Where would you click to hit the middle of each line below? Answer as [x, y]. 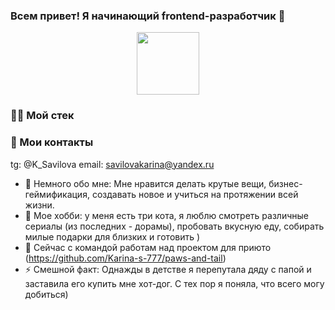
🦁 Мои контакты [52, 142]
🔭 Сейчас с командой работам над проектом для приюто [148, 247]
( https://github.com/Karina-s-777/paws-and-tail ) [125, 258]
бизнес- [285, 183]
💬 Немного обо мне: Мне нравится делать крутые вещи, [145, 183]
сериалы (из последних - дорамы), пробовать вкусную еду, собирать [174, 226]
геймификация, [57, 194]
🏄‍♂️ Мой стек [42, 116]
